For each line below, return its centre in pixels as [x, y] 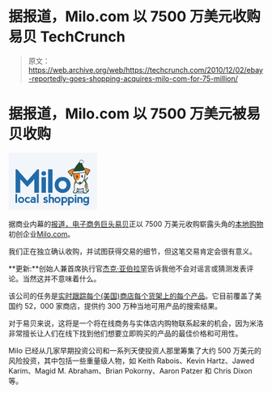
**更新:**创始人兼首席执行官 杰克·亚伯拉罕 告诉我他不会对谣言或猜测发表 [127, 268]
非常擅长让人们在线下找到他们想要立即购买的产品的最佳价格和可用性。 [125, 333]
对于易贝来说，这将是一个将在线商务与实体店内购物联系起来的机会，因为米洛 [136, 323]
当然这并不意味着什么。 [62, 278]
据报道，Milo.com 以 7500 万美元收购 [135, 17]
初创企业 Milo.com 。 [42, 234]
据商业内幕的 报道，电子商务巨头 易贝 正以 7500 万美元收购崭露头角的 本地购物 [136, 224]
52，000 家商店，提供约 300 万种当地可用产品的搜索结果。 [123, 305]
